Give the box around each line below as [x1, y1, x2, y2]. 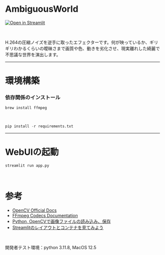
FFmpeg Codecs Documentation [12, 212, 78, 218]
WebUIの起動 [5, 146, 59, 158]
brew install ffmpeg [5, 106, 48, 111]
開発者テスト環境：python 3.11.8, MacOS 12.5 [5, 244, 97, 250]
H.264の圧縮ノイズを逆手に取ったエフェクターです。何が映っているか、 [5, 39, 150, 45]
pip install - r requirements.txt [5, 124, 74, 129]
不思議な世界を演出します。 [5, 52, 61, 57]
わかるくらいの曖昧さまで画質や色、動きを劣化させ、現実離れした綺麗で [13, 45, 160, 51]
